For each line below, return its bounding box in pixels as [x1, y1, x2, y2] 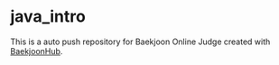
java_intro [10, 6, 87, 27]
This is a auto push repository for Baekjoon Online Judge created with [10, 36, 271, 47]
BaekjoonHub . [10, 45, 63, 56]
